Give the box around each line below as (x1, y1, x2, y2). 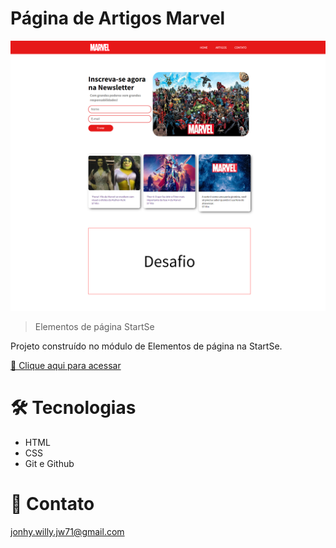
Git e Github (24, 458, 75, 470)
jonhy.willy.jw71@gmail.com (10, 525, 125, 537)
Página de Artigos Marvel (10, 7, 226, 30)
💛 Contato (10, 493, 95, 516)
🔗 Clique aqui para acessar (10, 360, 122, 372)
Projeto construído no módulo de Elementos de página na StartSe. (10, 340, 283, 352)
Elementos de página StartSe (34, 321, 155, 333)
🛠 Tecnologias (10, 397, 137, 419)
